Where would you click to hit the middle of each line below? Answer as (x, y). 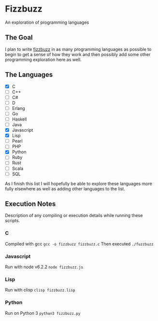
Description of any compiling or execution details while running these (74, 215)
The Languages (29, 75)
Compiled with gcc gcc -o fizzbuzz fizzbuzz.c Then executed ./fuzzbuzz (79, 244)
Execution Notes (30, 204)
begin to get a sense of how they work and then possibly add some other (78, 54)
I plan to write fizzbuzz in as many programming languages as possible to (78, 49)
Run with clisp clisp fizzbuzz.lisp (40, 290)
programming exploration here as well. (43, 60)
